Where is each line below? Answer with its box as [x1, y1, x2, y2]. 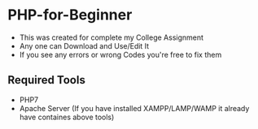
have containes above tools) [19, 112, 115, 122]
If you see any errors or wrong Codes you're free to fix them [19, 49, 222, 59]
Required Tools [7, 73, 86, 87]
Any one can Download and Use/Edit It [19, 41, 150, 50]
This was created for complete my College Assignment [19, 32, 204, 42]
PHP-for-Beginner [7, 6, 133, 24]
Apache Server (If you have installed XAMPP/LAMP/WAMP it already [19, 103, 250, 113]
